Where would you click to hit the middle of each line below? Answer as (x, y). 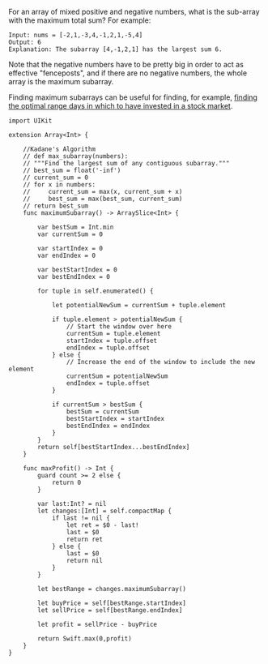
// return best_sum (56, 206)
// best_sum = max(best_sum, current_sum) (103, 199)
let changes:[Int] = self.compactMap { (105, 511)
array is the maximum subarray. (61, 81)
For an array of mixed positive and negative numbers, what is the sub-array (134, 12)
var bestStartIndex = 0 (77, 270)
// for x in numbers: (59, 185)
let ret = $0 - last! (102, 525)
